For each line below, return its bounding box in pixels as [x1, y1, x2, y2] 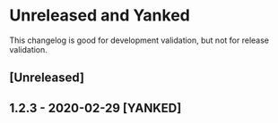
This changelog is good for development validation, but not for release [9, 35, 269, 45]
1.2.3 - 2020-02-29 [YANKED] [9, 100, 182, 116]
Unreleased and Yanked [9, 5, 190, 26]
